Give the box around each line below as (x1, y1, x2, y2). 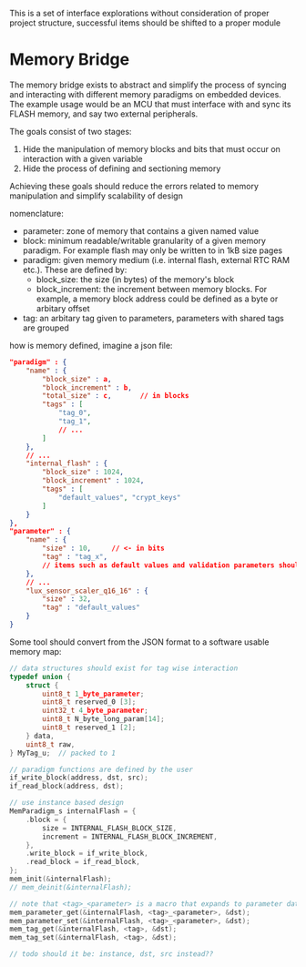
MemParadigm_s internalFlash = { (9, 807, 137, 816)
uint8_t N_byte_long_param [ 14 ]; (42, 715, 166, 724)
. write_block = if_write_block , (25, 849, 148, 859)
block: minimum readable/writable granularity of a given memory (22, 235, 267, 246)
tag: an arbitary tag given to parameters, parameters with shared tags (22, 312, 284, 323)
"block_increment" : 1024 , (42, 476, 145, 485)
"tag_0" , (57, 409, 92, 418)
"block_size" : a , (42, 374, 112, 383)
